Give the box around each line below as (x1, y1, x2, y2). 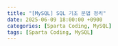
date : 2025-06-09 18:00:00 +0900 (7, 16, 103, 23)
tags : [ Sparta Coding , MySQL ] (7, 28, 94, 36)
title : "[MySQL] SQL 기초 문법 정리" (7, 9, 106, 17)
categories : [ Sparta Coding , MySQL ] (7, 22, 112, 29)
